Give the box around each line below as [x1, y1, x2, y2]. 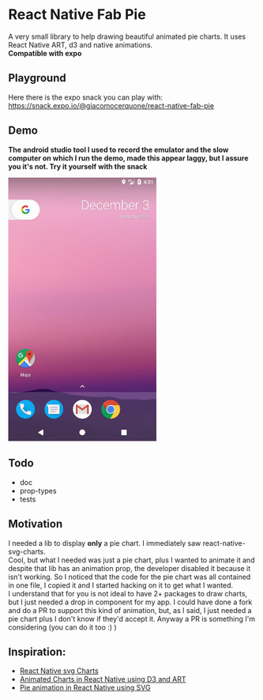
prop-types [19, 486, 57, 495]
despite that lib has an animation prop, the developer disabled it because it [8, 563, 251, 573]
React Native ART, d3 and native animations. [8, 40, 153, 49]
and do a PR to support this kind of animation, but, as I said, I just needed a [8, 605, 252, 615]
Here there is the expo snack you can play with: [8, 93, 163, 102]
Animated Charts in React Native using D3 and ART [19, 675, 187, 684]
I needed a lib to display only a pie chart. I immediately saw [8, 538, 201, 547]
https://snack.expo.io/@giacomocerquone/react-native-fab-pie [8, 100, 215, 110]
